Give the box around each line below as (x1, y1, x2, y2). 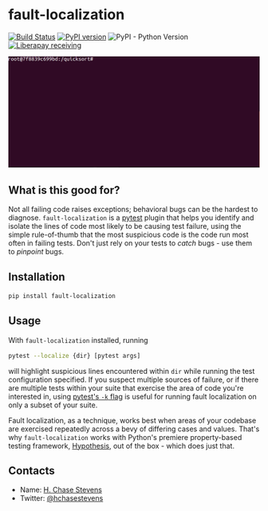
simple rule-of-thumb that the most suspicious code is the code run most (8, 230, 249, 240)
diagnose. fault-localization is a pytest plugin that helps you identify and (8, 213, 254, 222)
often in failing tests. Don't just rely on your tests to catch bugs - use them (8, 238, 253, 248)
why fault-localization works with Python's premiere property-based (8, 432, 242, 442)
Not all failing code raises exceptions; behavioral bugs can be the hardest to (8, 205, 258, 214)
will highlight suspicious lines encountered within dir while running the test (8, 366, 255, 375)
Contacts (8, 464, 56, 478)
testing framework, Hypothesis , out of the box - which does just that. (8, 441, 235, 450)
